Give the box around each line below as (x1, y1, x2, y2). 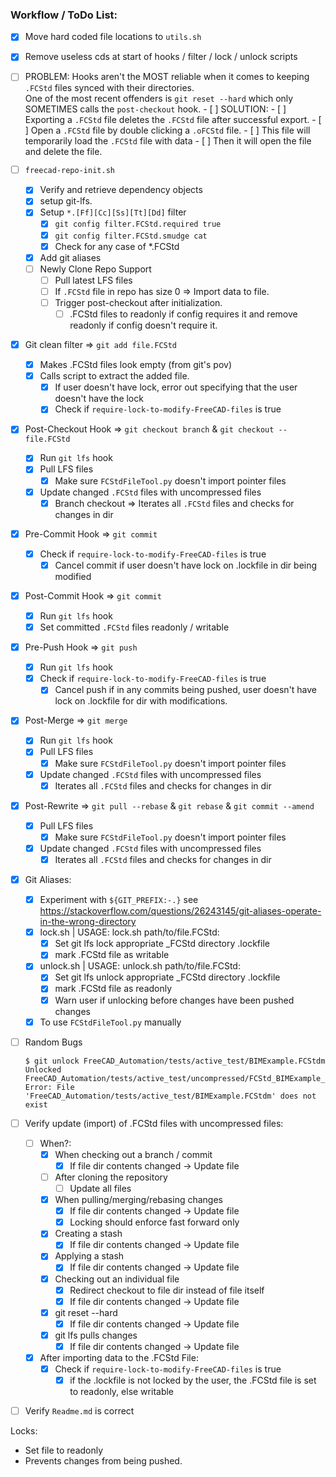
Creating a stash (54, 1228, 123, 1240)
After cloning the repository (54, 1171, 168, 1183)
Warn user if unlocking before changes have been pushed (54, 994, 295, 1006)
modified (54, 570, 92, 582)
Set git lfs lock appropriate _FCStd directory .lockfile (54, 938, 270, 950)
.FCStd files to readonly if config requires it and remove (69, 308, 298, 320)
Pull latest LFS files (54, 274, 133, 286)
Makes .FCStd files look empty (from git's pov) (39, 359, 232, 371)
